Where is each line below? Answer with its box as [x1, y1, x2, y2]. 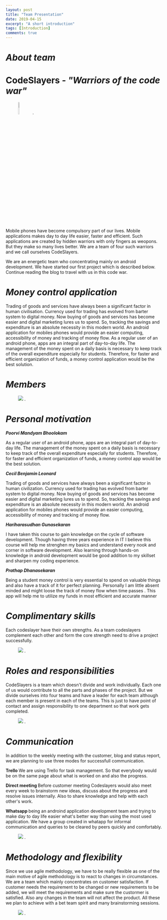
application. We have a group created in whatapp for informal [5, 818, 131, 824]
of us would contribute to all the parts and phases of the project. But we [5, 687, 153, 693]
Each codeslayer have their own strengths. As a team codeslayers [5, 627, 141, 633]
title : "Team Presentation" [5, 12, 64, 17]
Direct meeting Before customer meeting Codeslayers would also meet [5, 782, 152, 788]
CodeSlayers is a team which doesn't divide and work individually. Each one [5, 682, 162, 688]
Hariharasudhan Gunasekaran [5, 522, 71, 528]
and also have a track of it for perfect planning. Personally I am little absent [5, 582, 160, 588]
